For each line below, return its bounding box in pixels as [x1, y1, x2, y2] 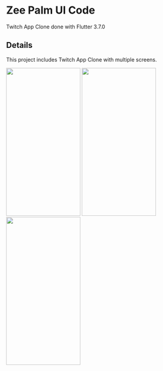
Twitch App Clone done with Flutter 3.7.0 [6, 23, 106, 30]
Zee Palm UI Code [6, 4, 95, 17]
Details [6, 40, 33, 50]
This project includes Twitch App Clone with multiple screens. [6, 56, 157, 63]
